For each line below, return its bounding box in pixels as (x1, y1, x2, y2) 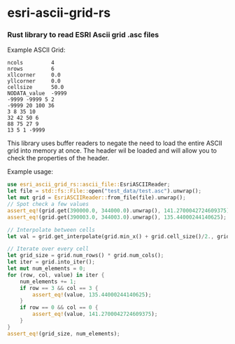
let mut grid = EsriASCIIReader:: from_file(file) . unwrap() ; (7, 194, 187, 201)
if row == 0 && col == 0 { (20, 304, 99, 311)
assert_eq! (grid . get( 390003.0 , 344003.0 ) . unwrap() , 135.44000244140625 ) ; (7, 214, 227, 221)
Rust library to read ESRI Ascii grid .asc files (7, 30, 159, 40)
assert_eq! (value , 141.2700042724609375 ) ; (32, 310, 158, 318)
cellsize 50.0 (7, 84, 64, 91)
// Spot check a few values (7, 201, 90, 208)
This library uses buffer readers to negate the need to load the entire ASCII (7, 139, 222, 148)
